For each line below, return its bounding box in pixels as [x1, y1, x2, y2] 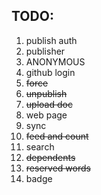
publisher [25, 45, 66, 57]
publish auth [25, 34, 78, 46]
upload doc [25, 98, 73, 110]
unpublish [25, 87, 68, 99]
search [25, 140, 55, 153]
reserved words [25, 162, 91, 174]
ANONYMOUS [25, 55, 86, 68]
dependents [25, 151, 76, 163]
